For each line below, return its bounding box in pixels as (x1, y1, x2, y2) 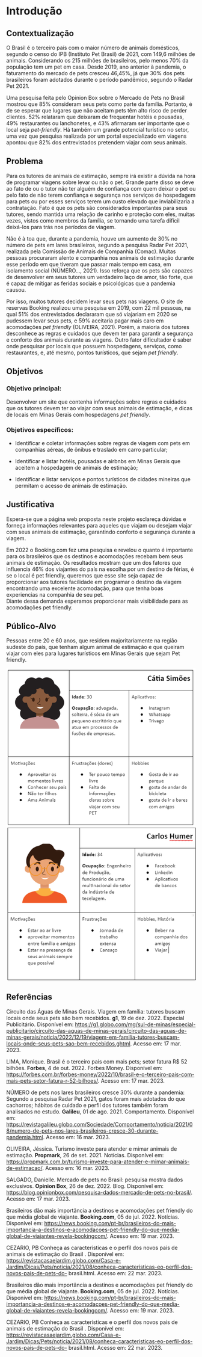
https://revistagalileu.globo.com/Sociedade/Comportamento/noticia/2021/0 (6, 1121, 193, 1128)
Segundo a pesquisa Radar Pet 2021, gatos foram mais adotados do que (6, 1095, 185, 1102)
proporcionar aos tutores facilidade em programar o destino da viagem (6, 578, 182, 585)
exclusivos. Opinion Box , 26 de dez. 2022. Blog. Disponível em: (6, 1182, 164, 1189)
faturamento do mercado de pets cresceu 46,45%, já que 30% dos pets (6, 70, 185, 76)
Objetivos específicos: (6, 426, 74, 434)
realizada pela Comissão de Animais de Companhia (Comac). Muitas (6, 248, 176, 255)
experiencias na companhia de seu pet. (6, 591, 104, 598)
